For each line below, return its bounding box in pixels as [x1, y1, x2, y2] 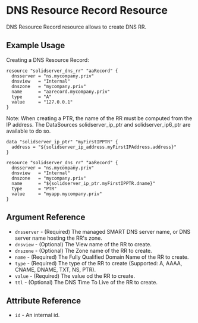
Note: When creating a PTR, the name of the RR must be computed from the [6, 114, 193, 122]
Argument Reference [6, 212, 86, 222]
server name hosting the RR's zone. [14, 234, 103, 242]
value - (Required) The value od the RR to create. [14, 272, 136, 280]
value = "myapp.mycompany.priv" [11, 191, 102, 197]
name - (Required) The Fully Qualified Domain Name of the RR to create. [14, 253, 189, 261]
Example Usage [6, 40, 65, 51]
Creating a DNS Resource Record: [6, 56, 89, 63]
